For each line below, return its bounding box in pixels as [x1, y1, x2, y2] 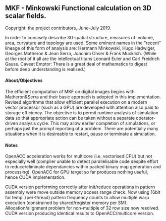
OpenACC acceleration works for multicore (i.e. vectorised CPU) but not [5, 153, 153, 159]
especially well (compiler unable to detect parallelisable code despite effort [5, 158, 159, 164]
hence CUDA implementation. [5, 174, 66, 180]
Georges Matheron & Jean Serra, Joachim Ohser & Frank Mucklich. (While [5, 50, 157, 56]
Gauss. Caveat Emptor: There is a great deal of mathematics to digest [5, 61, 147, 67]
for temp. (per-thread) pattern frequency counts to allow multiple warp [5, 195, 150, 201]
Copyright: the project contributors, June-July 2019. [5, 25, 111, 31]
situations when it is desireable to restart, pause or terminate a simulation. [5, 131, 156, 137]
